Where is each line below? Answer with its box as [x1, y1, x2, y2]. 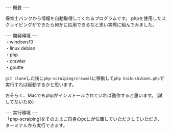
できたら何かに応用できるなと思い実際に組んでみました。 [36, 22, 157, 28]
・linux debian [5, 45, 36, 51]
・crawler [5, 58, 26, 64]
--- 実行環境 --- [5, 110, 38, 116]
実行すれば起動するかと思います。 [5, 82, 77, 88]
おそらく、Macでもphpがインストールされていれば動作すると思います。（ [5, 92, 158, 98]
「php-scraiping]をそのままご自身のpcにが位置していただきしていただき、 [5, 116, 162, 122]
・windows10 [5, 39, 34, 45]
